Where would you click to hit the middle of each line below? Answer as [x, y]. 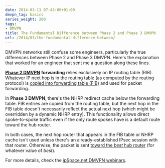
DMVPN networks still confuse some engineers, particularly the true [76, 52]
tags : [11, 24]
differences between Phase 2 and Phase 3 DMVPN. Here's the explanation [82, 57]
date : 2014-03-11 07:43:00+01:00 [40, 10]
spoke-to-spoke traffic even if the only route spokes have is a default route [83, 119]
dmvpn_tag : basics [24, 15]
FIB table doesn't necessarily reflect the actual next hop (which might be [80, 109]
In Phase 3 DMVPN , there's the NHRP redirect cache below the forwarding [82, 98]
